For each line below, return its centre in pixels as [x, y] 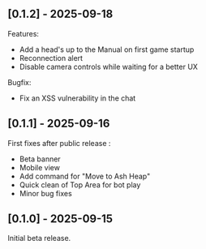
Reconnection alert [51, 58]
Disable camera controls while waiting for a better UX [108, 67]
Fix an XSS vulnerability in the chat [77, 98]
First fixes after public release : [59, 143]
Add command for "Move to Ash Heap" [85, 176]
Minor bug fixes [45, 193]
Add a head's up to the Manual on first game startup [107, 49]
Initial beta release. [39, 238]
